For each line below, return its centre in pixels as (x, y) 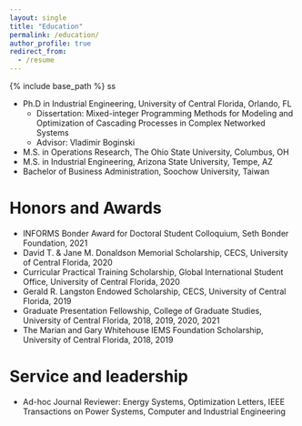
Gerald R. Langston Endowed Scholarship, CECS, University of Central (154, 291)
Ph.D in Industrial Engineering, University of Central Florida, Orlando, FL (157, 104)
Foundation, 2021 (55, 243)
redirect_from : (38, 52)
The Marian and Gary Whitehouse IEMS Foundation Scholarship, (143, 330)
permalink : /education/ (55, 35)
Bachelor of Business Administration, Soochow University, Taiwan (146, 171)
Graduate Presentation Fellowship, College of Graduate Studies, (142, 310)
